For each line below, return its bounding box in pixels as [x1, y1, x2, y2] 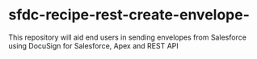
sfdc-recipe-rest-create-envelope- [8, 6, 251, 24]
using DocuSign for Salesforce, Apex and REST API [8, 40, 179, 50]
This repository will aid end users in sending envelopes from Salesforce [8, 32, 246, 42]
